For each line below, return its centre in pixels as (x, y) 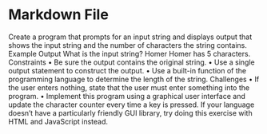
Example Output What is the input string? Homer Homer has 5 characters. (130, 53)
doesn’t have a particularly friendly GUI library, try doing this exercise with (131, 112)
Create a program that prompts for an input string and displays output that (130, 37)
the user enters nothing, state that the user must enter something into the (129, 87)
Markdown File (59, 15)
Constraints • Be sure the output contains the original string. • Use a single (132, 62)
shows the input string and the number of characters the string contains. (128, 45)
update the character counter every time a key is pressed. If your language (132, 104)
